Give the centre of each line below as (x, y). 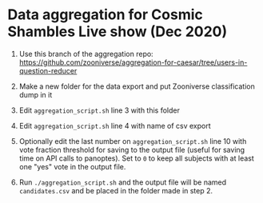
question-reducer (48, 70)
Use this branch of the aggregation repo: (86, 54)
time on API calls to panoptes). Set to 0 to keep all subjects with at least (137, 158)
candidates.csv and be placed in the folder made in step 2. (116, 190)
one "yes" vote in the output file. (72, 166)
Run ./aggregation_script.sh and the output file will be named (123, 182)
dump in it (36, 94)
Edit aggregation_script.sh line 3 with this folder (100, 110)
